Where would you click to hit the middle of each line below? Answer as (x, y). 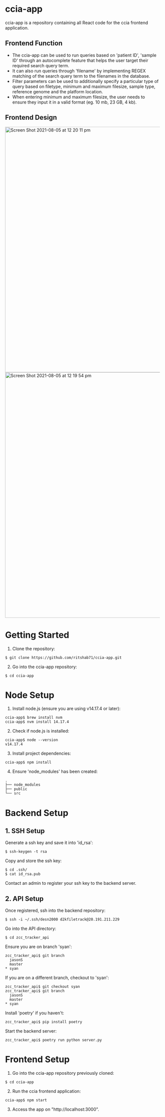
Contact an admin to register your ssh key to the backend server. (71, 883)
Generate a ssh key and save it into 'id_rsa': (49, 843)
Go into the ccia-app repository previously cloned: (63, 1073)
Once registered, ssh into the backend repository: (55, 911)
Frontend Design (31, 118)
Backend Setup (37, 813)
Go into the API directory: (31, 928)
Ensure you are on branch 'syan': (39, 947)
